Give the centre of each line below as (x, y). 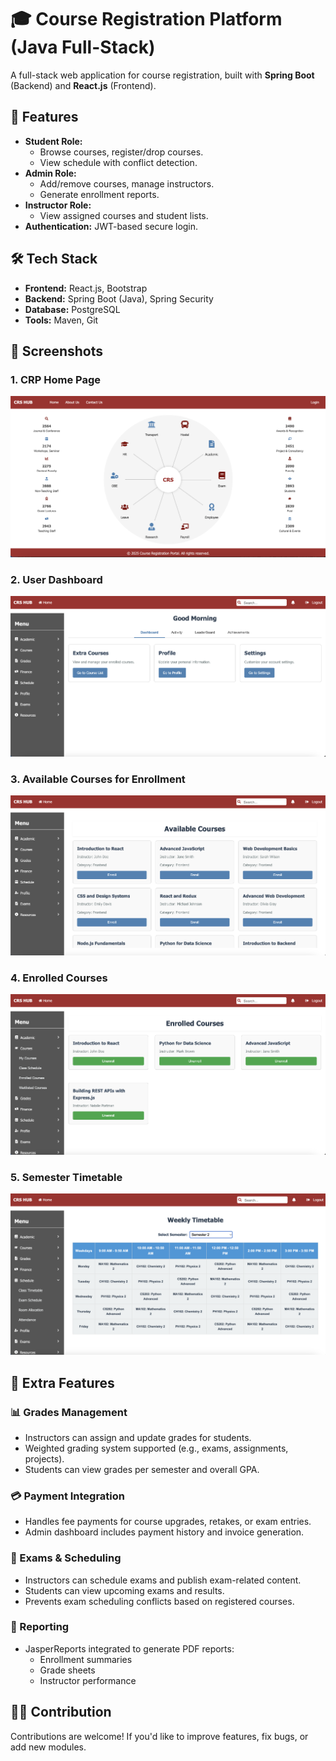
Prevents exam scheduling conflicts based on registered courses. (159, 1601)
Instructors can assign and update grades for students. (138, 1437)
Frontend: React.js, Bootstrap (86, 288)
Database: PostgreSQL (72, 309)
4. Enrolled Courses (59, 978)
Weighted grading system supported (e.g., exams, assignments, (156, 1448)
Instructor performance (88, 1680)
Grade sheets (67, 1670)
